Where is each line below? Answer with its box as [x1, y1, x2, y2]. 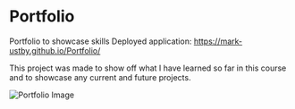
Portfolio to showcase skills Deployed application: [9, 36, 192, 46]
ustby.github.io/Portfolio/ [9, 45, 101, 55]
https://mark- [193, 36, 243, 46]
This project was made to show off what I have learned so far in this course [9, 63, 287, 73]
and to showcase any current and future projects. [9, 71, 191, 82]
